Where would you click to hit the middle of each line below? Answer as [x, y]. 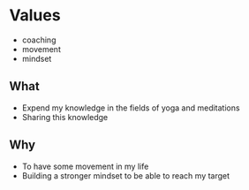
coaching [39, 40]
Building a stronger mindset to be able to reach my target [126, 175]
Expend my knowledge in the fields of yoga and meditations [131, 108]
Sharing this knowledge [65, 117]
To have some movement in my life [85, 166]
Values [35, 15]
